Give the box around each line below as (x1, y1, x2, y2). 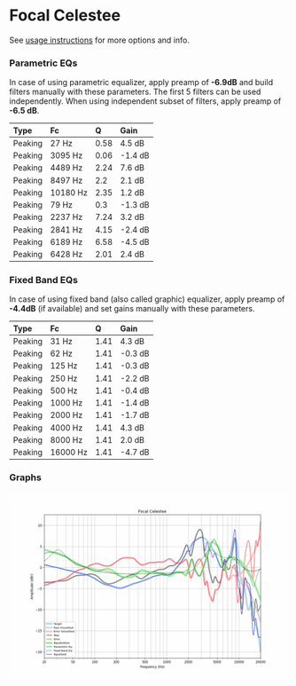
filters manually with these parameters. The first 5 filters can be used (9, 86, 261, 98)
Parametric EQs (9, 57, 78, 69)
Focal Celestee (9, 5, 121, 26)
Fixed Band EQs (9, 273, 78, 286)
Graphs (9, 471, 42, 484)
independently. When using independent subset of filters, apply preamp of (9, 96, 282, 106)
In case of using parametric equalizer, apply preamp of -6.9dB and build (9, 77, 274, 88)
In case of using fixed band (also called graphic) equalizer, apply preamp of (9, 294, 285, 304)
